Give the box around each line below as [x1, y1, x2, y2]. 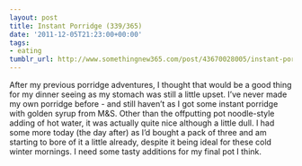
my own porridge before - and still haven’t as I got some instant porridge [9, 99, 279, 109]
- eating [9, 47, 42, 56]
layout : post [9, 13, 58, 22]
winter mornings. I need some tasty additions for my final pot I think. [9, 146, 262, 157]
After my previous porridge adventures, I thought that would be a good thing [9, 80, 292, 90]
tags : [9, 38, 30, 48]
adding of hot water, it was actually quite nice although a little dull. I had [9, 118, 275, 128]
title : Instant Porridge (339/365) [9, 22, 143, 31]
